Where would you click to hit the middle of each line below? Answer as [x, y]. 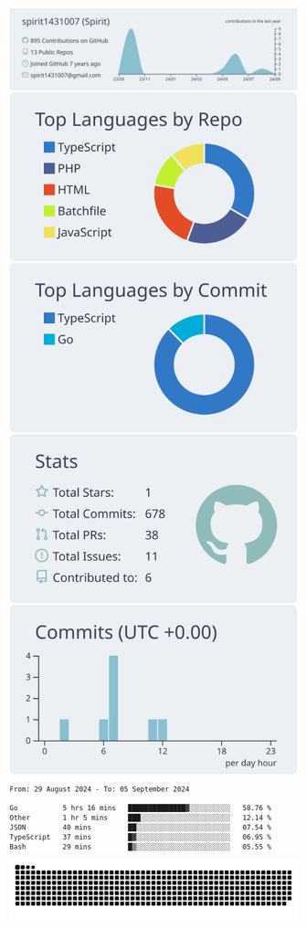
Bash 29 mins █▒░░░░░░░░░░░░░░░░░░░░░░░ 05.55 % [141, 847]
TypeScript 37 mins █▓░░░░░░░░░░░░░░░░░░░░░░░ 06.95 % [141, 837]
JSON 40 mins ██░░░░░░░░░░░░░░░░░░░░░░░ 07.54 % [141, 828]
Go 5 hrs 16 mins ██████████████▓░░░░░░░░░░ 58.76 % [141, 808]
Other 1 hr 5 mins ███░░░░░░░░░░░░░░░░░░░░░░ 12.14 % [141, 818]
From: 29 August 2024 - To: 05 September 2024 [100, 789]
